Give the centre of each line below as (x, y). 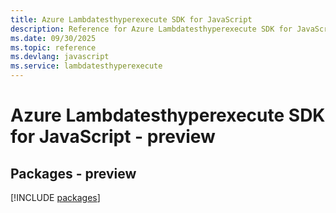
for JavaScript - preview (113, 137)
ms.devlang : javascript (60, 57)
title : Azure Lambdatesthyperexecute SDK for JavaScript (131, 19)
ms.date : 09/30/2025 (53, 38)
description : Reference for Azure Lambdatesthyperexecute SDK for (151, 29)
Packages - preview (73, 173)
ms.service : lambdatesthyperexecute (86, 66)
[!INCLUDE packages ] (55, 197)
